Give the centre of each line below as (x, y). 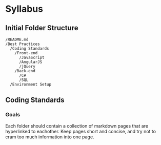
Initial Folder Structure (42, 28)
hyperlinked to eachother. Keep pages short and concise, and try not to (81, 131)
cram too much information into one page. (50, 137)
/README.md (17, 39)
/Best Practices (23, 44)
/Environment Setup (31, 85)
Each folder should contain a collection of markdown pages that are (77, 126)
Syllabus (24, 9)
